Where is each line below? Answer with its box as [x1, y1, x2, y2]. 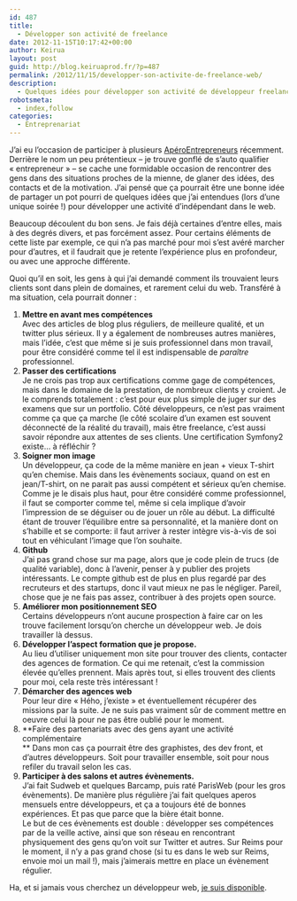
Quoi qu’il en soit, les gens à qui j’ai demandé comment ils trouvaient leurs [9, 273, 279, 284]
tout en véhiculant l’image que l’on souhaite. [21, 536, 183, 545]
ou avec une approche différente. [9, 256, 131, 266]
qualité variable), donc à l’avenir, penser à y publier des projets [21, 564, 251, 574]
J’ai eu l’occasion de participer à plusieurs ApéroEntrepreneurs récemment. [9, 145, 285, 155]
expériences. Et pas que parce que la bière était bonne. [21, 809, 224, 819]
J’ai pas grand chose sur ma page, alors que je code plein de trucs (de [21, 554, 279, 564]
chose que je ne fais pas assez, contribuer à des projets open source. [21, 592, 277, 602]
